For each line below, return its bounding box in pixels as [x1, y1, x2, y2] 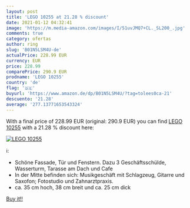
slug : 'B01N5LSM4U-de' [6, 47, 62, 53]
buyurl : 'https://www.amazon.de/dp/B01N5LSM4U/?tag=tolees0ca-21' [6, 90, 172, 96]
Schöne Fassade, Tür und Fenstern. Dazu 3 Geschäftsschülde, [14, 159, 166, 166]
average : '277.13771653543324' [6, 101, 83, 108]
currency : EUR [6, 58, 41, 63]
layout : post [6, 8, 38, 15]
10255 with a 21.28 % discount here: [6, 124, 94, 131]
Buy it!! [6, 195, 24, 202]
